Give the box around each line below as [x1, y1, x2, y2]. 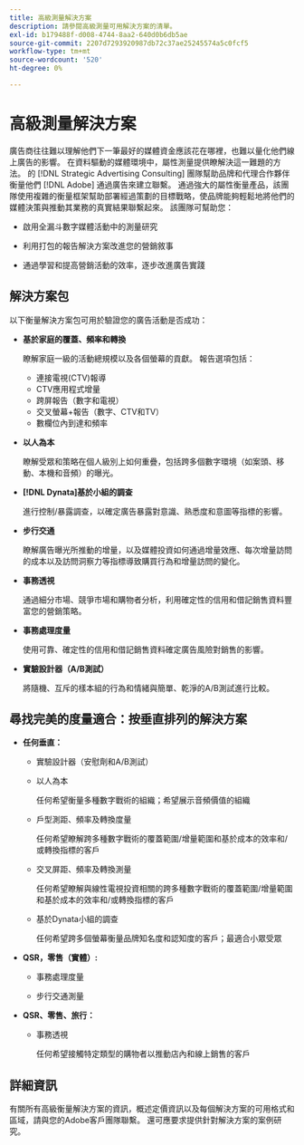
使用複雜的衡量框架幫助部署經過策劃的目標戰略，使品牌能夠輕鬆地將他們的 [16, 190, 295, 201]
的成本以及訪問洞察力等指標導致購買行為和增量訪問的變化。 [22, 555, 245, 566]
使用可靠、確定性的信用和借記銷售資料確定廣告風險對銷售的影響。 [22, 644, 269, 655]
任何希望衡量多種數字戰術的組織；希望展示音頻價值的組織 [35, 794, 251, 806]
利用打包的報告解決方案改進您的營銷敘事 [22, 240, 174, 251]
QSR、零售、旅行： [22, 1010, 96, 1021]
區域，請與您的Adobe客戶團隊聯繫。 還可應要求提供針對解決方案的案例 [9, 1115, 274, 1126]
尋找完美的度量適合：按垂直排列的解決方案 [9, 712, 247, 727]
